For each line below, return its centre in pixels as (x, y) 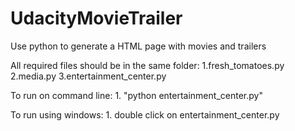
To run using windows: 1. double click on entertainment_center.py (145, 114)
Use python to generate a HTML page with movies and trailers (138, 46)
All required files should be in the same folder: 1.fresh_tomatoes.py (147, 65)
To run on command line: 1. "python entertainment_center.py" (136, 95)
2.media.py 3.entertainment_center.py (88, 76)
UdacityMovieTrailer (96, 18)
